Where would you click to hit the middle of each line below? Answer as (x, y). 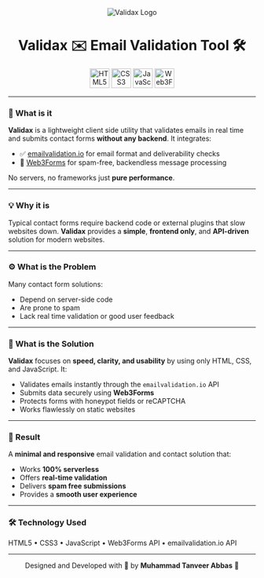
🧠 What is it (30, 113)
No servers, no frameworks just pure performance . (92, 178)
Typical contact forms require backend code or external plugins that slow (127, 222)
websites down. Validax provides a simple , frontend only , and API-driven (128, 231)
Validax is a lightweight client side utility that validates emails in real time (126, 130)
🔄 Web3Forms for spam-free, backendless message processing (123, 163)
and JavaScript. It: (38, 369)
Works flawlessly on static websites (77, 410)
